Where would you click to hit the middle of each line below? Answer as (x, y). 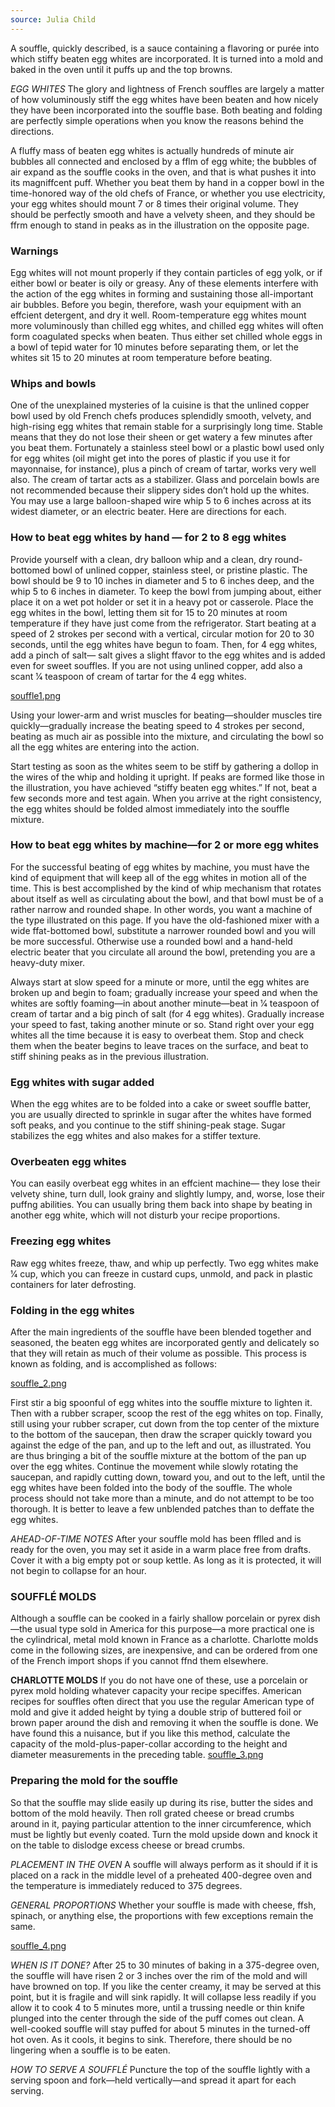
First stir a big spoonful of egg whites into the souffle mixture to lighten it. (161, 1402)
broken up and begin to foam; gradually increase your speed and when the (164, 992)
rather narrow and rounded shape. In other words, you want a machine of (161, 909)
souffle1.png (36, 695)
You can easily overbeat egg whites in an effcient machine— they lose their (165, 1183)
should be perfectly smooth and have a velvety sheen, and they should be (163, 214)
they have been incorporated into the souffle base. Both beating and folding (166, 110)
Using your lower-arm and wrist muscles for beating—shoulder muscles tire (166, 715)
